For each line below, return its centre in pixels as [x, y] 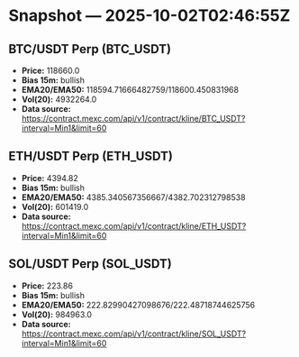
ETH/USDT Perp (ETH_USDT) [91, 156]
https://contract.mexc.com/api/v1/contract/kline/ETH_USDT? [134, 225]
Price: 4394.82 [50, 178]
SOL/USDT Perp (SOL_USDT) [90, 264]
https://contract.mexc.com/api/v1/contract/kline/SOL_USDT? [134, 334]
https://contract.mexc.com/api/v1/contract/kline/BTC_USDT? [133, 119]
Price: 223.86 [47, 286]
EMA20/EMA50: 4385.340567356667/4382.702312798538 [133, 197]
